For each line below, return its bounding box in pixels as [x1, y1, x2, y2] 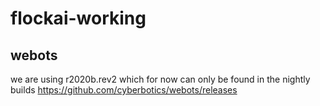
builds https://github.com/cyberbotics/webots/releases [10, 84, 238, 96]
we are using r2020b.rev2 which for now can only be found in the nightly [10, 73, 311, 85]
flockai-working [10, 7, 147, 30]
